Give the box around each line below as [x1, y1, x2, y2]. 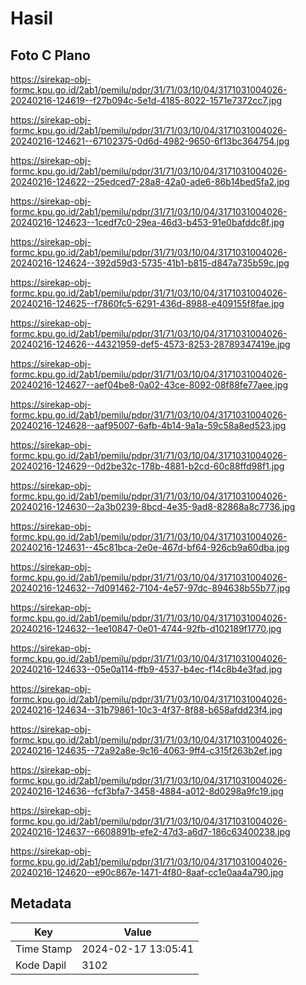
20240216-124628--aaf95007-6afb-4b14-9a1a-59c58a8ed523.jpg [10, 420, 287, 431]
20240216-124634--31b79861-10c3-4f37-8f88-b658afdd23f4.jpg [10, 704, 283, 716]
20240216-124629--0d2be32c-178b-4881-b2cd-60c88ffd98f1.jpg [10, 460, 285, 472]
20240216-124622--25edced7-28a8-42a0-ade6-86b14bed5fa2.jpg [10, 176, 290, 187]
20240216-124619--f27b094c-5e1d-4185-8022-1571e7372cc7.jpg [10, 95, 283, 106]
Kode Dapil [15, 958, 67, 972]
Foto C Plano [10, 47, 91, 64]
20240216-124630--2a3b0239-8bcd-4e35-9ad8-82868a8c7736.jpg [10, 501, 296, 512]
